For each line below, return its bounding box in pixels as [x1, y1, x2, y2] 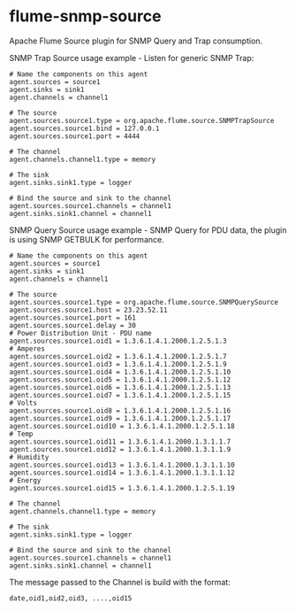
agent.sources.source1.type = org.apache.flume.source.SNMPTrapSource [9, 116, 275, 125]
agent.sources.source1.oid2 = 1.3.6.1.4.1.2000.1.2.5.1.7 [9, 352, 227, 360]
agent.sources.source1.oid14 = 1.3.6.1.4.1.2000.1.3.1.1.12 [9, 468, 236, 477]
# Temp [9, 429, 34, 438]
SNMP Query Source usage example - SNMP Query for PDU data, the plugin [9, 224, 287, 236]
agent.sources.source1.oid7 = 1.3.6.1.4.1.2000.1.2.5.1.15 [9, 391, 231, 399]
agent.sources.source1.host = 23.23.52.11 [9, 305, 168, 314]
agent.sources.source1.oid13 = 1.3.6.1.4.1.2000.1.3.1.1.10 [9, 460, 236, 469]
